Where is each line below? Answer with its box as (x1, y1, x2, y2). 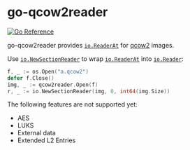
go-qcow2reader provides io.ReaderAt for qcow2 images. (7, 41, 175, 49)
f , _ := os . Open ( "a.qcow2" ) (7, 68, 89, 75)
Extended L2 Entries (17, 136, 76, 144)
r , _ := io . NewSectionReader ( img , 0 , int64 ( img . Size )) (7, 88, 170, 95)
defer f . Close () (7, 74, 54, 81)
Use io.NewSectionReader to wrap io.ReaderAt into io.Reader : (7, 54, 184, 63)
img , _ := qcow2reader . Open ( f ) (7, 81, 98, 88)
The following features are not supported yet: (7, 100, 138, 109)
